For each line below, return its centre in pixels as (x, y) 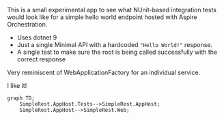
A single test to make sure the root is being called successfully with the (117, 52)
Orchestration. (27, 24)
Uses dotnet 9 (37, 37)
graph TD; (21, 98)
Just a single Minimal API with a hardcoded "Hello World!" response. (115, 45)
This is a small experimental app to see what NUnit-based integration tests (112, 10)
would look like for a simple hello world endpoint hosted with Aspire (102, 17)
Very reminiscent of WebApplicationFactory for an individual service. (104, 72)
